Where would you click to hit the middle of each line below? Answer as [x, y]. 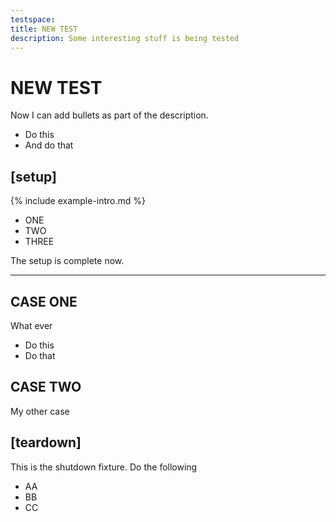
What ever [31, 325]
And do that [49, 145]
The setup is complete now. [67, 261]
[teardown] [46, 442]
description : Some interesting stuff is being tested [125, 38]
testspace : [33, 19]
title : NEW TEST [44, 29]
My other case [40, 411]
